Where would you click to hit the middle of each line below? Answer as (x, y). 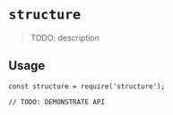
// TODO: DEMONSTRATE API (56, 102)
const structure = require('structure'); (87, 86)
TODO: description (65, 37)
